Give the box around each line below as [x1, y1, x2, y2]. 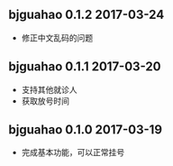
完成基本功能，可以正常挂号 [21, 147, 125, 158]
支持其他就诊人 [21, 84, 77, 95]
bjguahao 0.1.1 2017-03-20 [8, 59, 161, 75]
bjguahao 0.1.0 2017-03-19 [8, 122, 163, 138]
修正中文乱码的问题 [21, 32, 94, 43]
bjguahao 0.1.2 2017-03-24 [8, 7, 165, 23]
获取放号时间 [21, 95, 69, 106]
